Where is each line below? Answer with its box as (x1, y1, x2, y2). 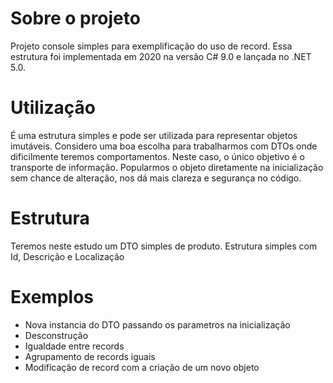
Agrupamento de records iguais (24, 350, 156, 362)
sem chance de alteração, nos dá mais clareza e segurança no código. (10, 172, 302, 184)
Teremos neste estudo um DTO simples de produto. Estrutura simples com (10, 240, 318, 252)
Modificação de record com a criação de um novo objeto (24, 361, 260, 373)
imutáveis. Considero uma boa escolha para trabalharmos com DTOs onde (10, 140, 318, 152)
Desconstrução (24, 329, 89, 341)
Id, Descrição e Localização (10, 250, 125, 262)
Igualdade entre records (24, 340, 125, 352)
